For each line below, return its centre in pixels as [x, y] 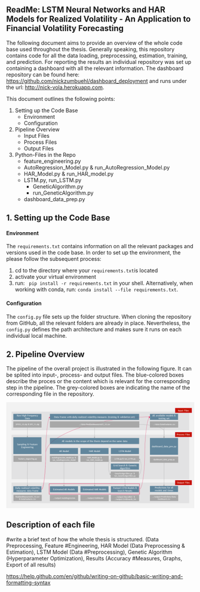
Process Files [40, 142]
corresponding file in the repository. [50, 394]
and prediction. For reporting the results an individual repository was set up [99, 61]
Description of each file [51, 525]
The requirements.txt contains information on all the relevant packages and [100, 246]
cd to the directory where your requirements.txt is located [86, 270]
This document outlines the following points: [61, 98]
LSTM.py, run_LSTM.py [53, 180]
